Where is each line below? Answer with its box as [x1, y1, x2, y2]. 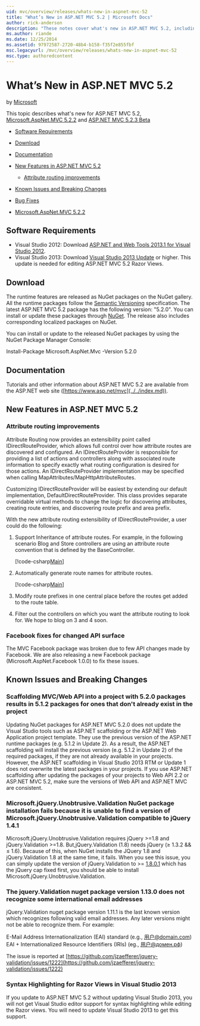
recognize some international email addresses [6, 895, 143, 903]
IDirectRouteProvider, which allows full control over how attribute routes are [6, 442, 192, 449]
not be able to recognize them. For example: [6, 921, 115, 928]
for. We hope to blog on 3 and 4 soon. [14, 616, 108, 623]
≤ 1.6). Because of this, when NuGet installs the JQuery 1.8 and [6, 847, 161, 854]
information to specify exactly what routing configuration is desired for [6, 461, 180, 468]
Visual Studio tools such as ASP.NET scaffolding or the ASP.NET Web [6, 727, 177, 735]
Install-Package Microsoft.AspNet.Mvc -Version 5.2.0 [6, 348, 137, 355]
